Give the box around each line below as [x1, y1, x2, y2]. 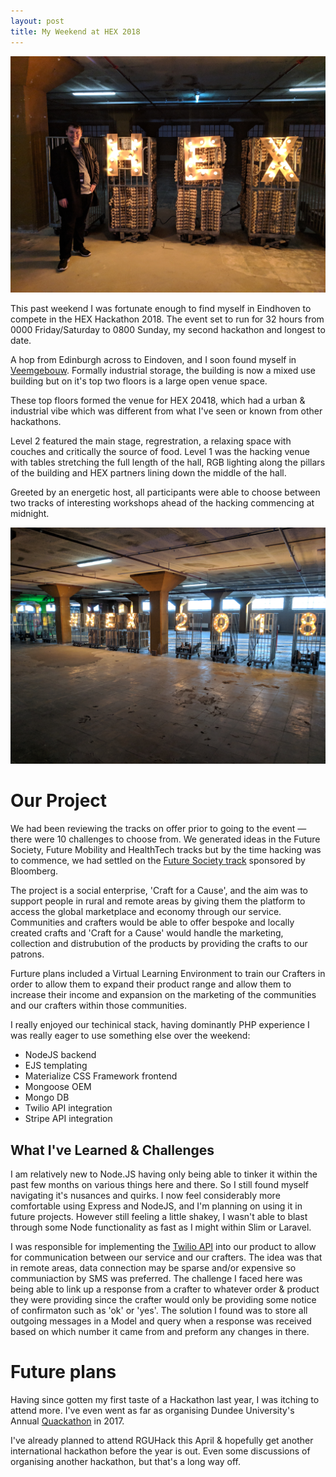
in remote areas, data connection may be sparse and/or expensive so [10, 1261, 297, 1274]
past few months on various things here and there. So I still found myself [10, 1178, 309, 1190]
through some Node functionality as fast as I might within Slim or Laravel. [10, 1221, 312, 1233]
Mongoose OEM [24, 1081, 92, 1093]
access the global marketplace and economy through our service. [10, 906, 282, 918]
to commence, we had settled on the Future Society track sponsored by [10, 855, 306, 867]
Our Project [10, 790, 108, 812]
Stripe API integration [24, 1113, 113, 1125]
